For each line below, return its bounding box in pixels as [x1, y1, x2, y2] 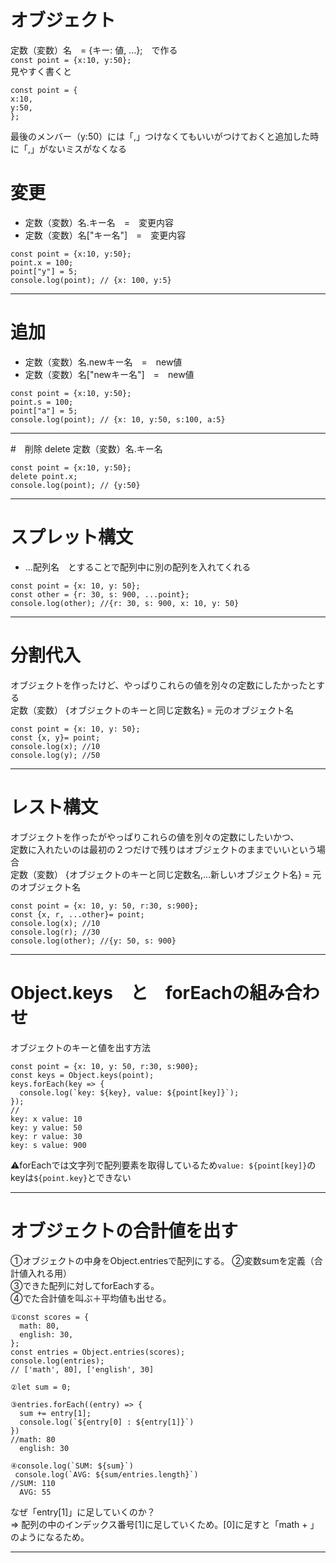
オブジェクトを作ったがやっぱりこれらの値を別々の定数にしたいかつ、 [10, 831, 300, 843]
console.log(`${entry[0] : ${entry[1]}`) [19, 1417, 195, 1427]
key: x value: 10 [10, 1114, 83, 1124]
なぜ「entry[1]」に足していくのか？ [10, 1506, 156, 1518]
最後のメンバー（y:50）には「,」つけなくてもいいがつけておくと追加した [10, 130, 311, 142]
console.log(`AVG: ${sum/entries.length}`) [14, 1469, 199, 1480]
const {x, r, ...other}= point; [10, 909, 145, 920]
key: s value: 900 [10, 1140, 87, 1150]
